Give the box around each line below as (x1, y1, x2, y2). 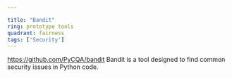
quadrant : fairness (7, 30, 65, 37)
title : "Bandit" (7, 16, 55, 23)
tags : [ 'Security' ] (7, 36, 65, 43)
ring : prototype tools (7, 22, 74, 30)
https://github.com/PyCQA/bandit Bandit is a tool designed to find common (7, 56, 226, 64)
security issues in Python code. (7, 63, 99, 71)
